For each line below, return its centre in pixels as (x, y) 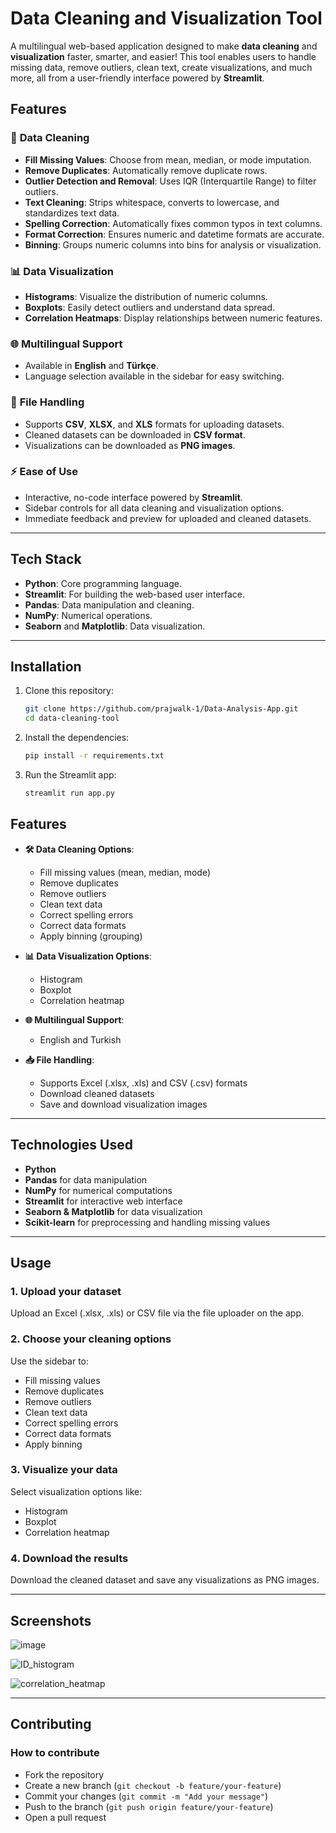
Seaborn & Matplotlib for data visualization (113, 1211)
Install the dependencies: (77, 738)
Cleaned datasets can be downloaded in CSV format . (135, 434)
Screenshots (51, 1620)
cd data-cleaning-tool (72, 718)
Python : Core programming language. (103, 583)
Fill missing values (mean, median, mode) (125, 872)
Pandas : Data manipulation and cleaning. (109, 604)
